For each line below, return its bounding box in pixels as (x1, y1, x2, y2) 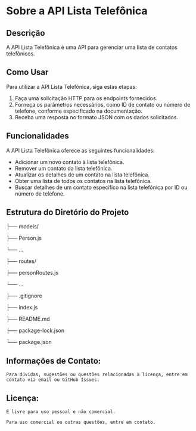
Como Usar (6, 67, 49, 77)
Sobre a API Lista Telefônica (6, 4, 148, 18)
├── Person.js (6, 234, 42, 242)
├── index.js (6, 304, 38, 311)
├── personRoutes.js (6, 269, 59, 277)
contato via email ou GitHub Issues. (6, 377, 100, 383)
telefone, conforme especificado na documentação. (14, 107, 143, 114)
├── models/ (6, 223, 39, 230)
